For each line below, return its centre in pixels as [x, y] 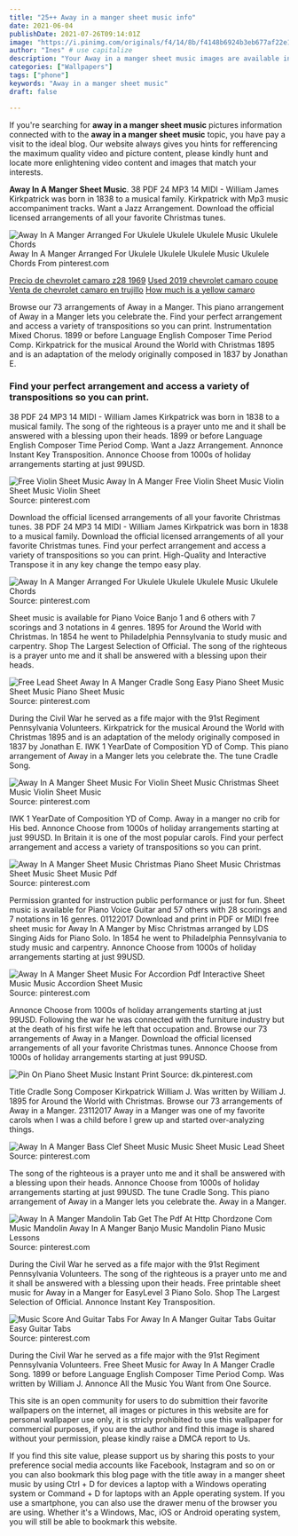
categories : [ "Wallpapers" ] [61, 67]
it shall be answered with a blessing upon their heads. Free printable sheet [145, 1283]
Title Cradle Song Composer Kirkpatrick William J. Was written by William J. [148, 1091]
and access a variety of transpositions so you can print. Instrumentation [141, 326]
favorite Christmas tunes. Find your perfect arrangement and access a [137, 545]
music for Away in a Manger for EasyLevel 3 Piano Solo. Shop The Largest [145, 1292]
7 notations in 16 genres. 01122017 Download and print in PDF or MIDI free [144, 919]
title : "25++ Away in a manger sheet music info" [103, 17]
